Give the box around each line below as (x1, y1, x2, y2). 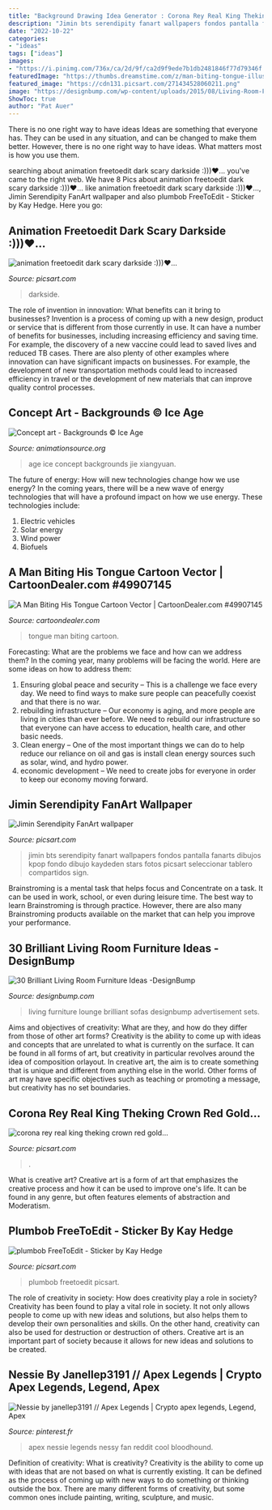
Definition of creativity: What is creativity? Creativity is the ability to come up (8, 1457, 264, 1467)
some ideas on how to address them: (8, 663, 132, 673)
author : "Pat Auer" (8, 102, 74, 110)
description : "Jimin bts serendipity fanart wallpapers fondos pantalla (8, 19, 259, 28)
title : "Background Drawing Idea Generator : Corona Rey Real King (8, 11, 241, 20)
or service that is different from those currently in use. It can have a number (8, 322, 261, 332)
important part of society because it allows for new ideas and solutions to (8, 1336, 253, 1346)
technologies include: (8, 500, 80, 510)
